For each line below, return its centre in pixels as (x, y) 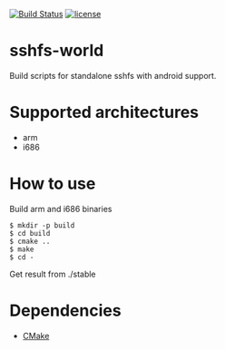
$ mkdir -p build (42, 225)
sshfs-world (57, 51)
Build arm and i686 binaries (61, 209)
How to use (53, 184)
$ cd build (30, 233)
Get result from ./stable (53, 274)
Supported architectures (104, 112)
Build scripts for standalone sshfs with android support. (113, 75)
